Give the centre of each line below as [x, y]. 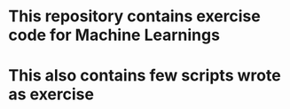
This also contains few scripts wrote [145, 76]
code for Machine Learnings [114, 35]
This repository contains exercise [134, 16]
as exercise [51, 94]
